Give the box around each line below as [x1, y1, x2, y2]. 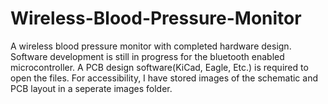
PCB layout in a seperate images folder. [10, 82, 173, 94]
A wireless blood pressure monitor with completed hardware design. [10, 40, 292, 52]
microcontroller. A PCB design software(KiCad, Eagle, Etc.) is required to [10, 61, 309, 73]
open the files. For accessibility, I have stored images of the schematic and [10, 72, 318, 84]
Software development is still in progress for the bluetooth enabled [10, 50, 285, 62]
